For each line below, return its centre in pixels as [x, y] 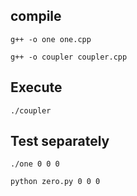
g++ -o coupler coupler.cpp [69, 57]
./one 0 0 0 [35, 164]
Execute [36, 87]
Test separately [60, 141]
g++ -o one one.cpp [51, 39]
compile [36, 16]
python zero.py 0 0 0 [55, 182]
